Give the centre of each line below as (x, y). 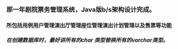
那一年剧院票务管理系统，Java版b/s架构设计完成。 (81, 9)
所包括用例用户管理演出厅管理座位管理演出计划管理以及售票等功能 (89, 25)
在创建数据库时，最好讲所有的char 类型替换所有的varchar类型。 (87, 40)
